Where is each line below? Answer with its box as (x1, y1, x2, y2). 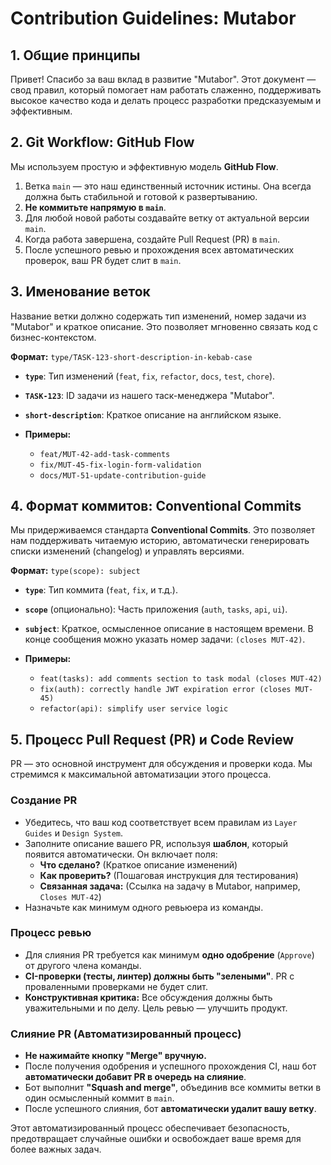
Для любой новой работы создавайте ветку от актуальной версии (24, 212, 310, 224)
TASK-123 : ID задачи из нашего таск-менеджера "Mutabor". (24, 389, 275, 401)
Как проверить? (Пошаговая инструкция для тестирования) (39, 869, 299, 881)
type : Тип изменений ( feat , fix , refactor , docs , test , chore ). (24, 370, 276, 382)
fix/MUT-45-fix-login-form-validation (39, 460, 202, 470)
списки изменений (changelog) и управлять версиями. (10, 545, 245, 557)
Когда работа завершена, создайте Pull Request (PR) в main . (24, 233, 280, 245)
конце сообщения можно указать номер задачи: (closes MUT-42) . (24, 633, 306, 646)
